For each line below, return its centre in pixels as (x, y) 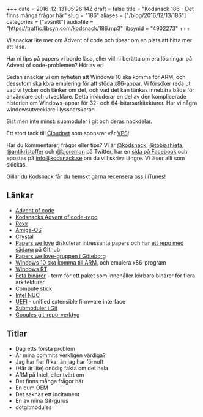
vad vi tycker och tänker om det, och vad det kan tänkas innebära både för (100, 90)
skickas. (17, 164)
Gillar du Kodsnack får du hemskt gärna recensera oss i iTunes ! (86, 176)
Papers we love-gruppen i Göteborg (60, 256)
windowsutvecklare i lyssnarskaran (50, 109)
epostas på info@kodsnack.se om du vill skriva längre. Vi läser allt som (96, 158)
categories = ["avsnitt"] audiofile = (50, 22)
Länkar (20, 196)
